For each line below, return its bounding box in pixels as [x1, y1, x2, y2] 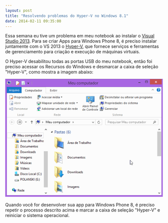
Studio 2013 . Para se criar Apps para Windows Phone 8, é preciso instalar [5, 38, 157, 44]
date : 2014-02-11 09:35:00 [5, 18, 61, 23]
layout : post [5, 8, 32, 13]
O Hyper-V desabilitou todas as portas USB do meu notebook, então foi [5, 58, 152, 64]
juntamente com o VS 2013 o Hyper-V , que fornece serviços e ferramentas [5, 43, 159, 49]
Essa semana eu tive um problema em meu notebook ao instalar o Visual [5, 33, 155, 39]
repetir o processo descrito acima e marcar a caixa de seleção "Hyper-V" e [5, 207, 160, 213]
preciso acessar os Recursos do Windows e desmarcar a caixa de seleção [5, 64, 158, 70]
